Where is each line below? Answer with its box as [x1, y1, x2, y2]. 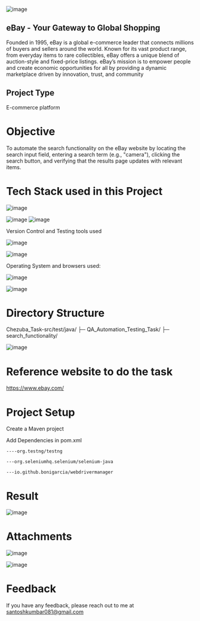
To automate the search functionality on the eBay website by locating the [6, 144, 186, 152]
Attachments [6, 530, 73, 543]
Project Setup [6, 405, 76, 419]
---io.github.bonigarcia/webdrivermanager [6, 469, 113, 475]
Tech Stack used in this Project [6, 184, 163, 198]
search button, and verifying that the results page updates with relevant [6, 157, 183, 164]
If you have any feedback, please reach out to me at [6, 602, 134, 609]
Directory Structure [6, 306, 105, 320]
